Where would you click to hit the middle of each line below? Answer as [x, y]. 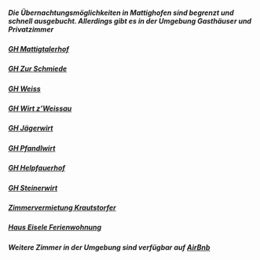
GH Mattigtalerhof [38, 49]
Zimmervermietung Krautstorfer [62, 207]
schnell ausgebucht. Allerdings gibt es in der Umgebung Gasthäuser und [130, 20]
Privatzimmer [31, 29]
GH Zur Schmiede [38, 69]
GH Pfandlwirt [32, 148]
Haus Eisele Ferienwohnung [55, 227]
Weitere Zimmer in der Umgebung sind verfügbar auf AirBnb [109, 247]
